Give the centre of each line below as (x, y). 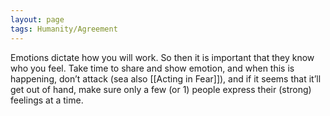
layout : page (37, 19)
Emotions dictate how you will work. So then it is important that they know (162, 57)
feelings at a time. (47, 100)
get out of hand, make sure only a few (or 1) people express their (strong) (161, 89)
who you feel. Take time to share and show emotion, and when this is (152, 68)
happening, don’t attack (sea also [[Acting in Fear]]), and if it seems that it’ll (166, 78)
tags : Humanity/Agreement (64, 29)
